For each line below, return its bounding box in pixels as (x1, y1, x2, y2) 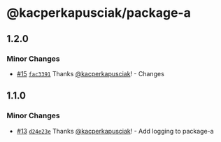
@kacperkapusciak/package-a (6, 5, 192, 21)
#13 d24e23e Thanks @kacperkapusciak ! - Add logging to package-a (16, 127, 214, 135)
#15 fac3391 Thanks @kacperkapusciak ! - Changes (16, 69, 165, 78)
